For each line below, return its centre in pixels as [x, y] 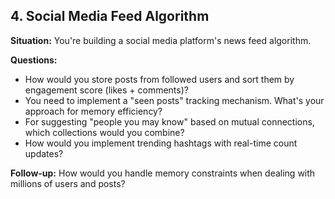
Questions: [34, 60]
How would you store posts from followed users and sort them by [159, 79]
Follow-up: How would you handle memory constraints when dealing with [163, 173]
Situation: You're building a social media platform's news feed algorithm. [161, 40]
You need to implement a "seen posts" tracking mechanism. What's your [174, 100]
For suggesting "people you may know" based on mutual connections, [169, 121]
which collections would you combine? [104, 132]
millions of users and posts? [68, 183]
